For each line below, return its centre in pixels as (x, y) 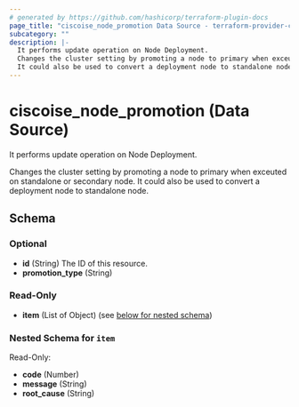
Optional (28, 243)
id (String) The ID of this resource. (85, 263)
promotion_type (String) (67, 273)
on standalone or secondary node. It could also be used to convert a (135, 181)
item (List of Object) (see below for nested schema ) (117, 315)
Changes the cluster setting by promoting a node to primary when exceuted (148, 172)
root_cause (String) (58, 394)
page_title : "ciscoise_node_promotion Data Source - (109, 26)
